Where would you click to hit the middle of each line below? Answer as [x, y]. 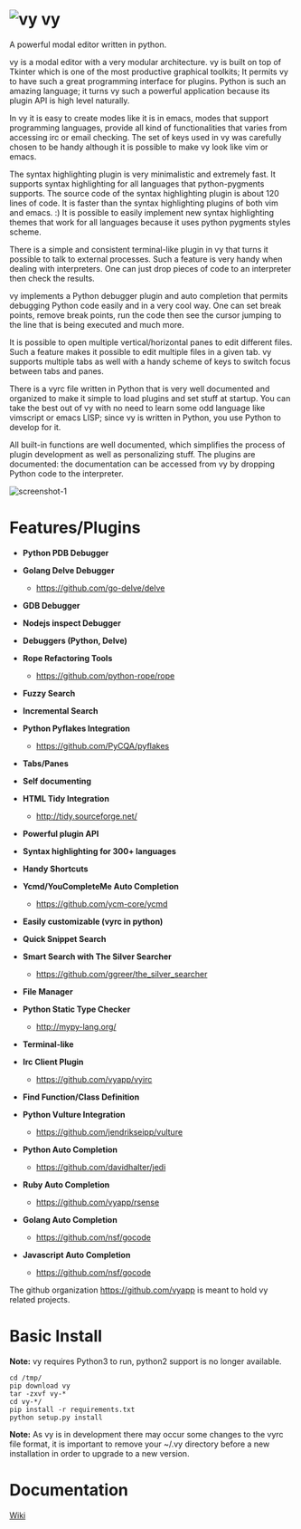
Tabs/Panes [46, 763]
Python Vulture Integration [74, 1114]
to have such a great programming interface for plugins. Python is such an [148, 81]
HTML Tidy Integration [66, 798]
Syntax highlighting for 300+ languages [99, 851]
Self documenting [57, 781]
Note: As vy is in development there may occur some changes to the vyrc [146, 1434]
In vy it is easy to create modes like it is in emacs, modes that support [139, 118]
